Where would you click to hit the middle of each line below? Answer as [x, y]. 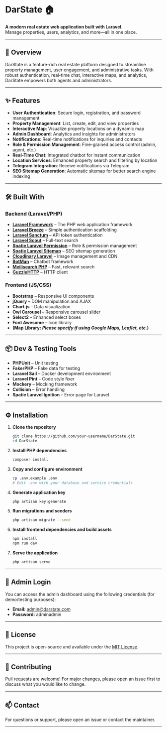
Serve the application [35, 553]
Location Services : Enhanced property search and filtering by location [85, 160]
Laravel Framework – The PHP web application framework [72, 225]
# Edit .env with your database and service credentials [73, 483]
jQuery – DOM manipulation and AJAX [51, 301]
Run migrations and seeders [42, 511]
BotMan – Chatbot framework [43, 261]
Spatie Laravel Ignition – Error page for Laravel [61, 395]
